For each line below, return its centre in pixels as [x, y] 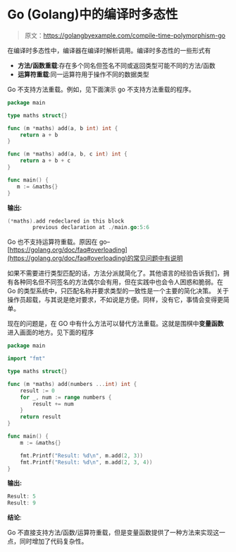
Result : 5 [22, 497]
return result [41, 417]
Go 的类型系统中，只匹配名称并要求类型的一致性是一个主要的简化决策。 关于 [118, 291]
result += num [53, 404]
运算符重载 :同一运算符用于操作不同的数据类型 [83, 74]
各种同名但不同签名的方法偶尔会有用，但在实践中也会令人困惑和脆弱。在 [118, 282]
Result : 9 [22, 503]
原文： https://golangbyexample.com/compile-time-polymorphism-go [125, 35]
